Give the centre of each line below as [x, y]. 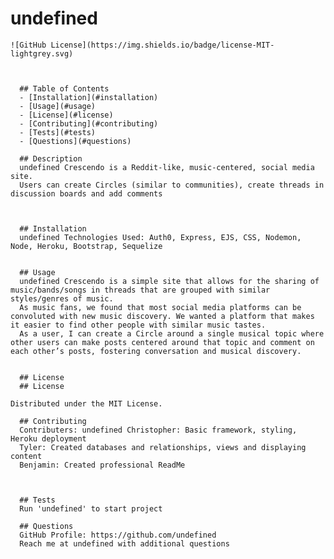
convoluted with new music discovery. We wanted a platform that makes [162, 316]
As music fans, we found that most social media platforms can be [160, 307]
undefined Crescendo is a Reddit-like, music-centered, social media [167, 167]
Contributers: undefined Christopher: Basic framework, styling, [158, 430]
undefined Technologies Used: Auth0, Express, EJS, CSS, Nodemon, [160, 237]
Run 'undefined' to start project [91, 508]
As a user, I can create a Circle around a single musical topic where [172, 333]
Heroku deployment [48, 438]
